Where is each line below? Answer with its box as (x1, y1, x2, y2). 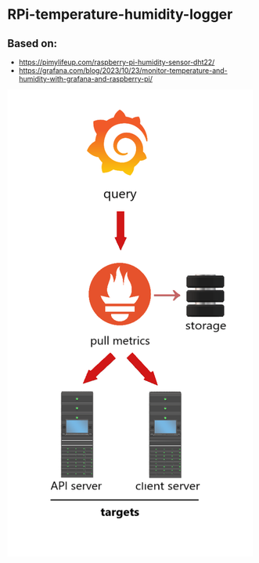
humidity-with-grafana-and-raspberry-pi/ (18, 74, 153, 83)
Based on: (7, 37, 58, 50)
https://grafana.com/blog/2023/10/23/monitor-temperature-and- (18, 66, 228, 75)
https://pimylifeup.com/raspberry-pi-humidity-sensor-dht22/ (18, 57, 215, 67)
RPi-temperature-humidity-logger (7, 5, 233, 24)
